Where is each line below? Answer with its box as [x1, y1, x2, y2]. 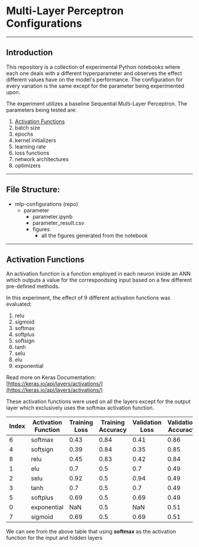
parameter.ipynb [32, 213, 73, 220]
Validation [132, 418, 162, 427]
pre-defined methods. [6, 283, 60, 290]
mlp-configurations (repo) [14, 200, 78, 207]
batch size [14, 124, 40, 131]
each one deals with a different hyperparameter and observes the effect [6, 69, 182, 76]
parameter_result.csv [32, 219, 85, 226]
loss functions [14, 149, 50, 156]
